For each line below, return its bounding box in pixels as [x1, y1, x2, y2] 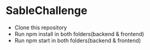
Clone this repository [14, 24, 67, 31]
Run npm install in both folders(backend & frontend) [14, 30, 145, 37]
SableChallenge [5, 4, 87, 18]
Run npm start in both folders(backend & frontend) [14, 37, 141, 44]
